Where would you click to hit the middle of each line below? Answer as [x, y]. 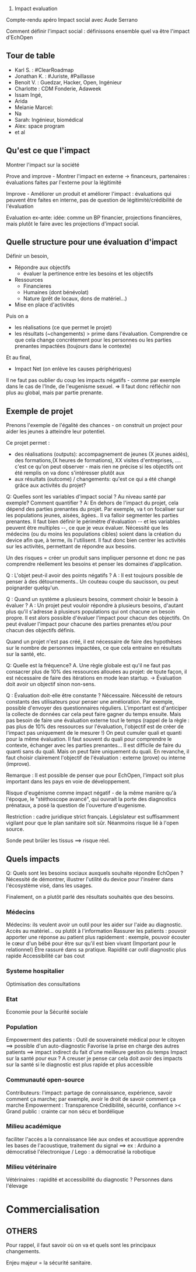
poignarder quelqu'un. [33, 588]
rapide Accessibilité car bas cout [45, 956]
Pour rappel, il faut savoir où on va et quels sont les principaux [81, 1245]
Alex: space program [40, 126]
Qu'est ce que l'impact [48, 151]
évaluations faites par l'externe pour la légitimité [64, 182]
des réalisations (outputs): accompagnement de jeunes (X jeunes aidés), [102, 454]
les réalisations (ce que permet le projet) [63, 328]
